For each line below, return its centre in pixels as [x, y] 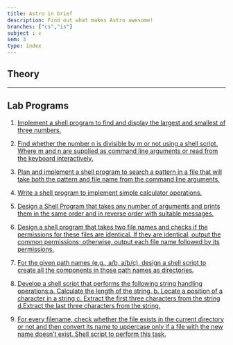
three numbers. [39, 130]
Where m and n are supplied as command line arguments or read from [118, 151]
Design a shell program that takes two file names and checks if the [112, 227]
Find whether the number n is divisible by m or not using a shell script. [118, 143]
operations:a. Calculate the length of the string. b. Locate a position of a [120, 291]
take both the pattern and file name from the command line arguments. [118, 179]
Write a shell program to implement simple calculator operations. [110, 193]
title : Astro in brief [40, 14]
